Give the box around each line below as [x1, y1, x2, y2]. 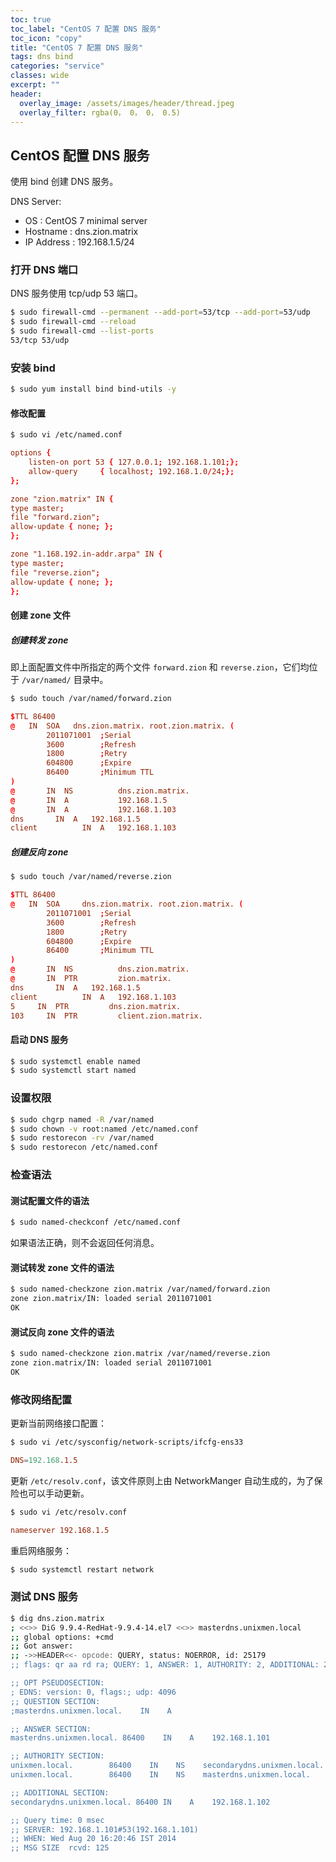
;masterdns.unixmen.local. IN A [10, 1706, 172, 1716]
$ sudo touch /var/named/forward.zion [10, 694, 172, 704]
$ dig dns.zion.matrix [10, 1613, 105, 1623]
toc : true [10, 14, 52, 25]
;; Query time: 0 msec [10, 1815, 105, 1825]
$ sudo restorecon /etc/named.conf [10, 1142, 159, 1153]
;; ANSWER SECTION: [10, 1724, 92, 1734]
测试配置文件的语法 [10, 1194, 90, 1206]
